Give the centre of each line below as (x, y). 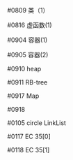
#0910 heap (24, 69)
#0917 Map (23, 96)
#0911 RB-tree (27, 82)
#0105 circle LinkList (36, 123)
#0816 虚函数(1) (30, 25)
